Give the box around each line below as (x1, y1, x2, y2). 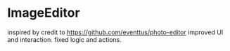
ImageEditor (7, 5, 80, 21)
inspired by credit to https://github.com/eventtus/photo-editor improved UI (7, 28, 224, 36)
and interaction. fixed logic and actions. (7, 35, 122, 43)
